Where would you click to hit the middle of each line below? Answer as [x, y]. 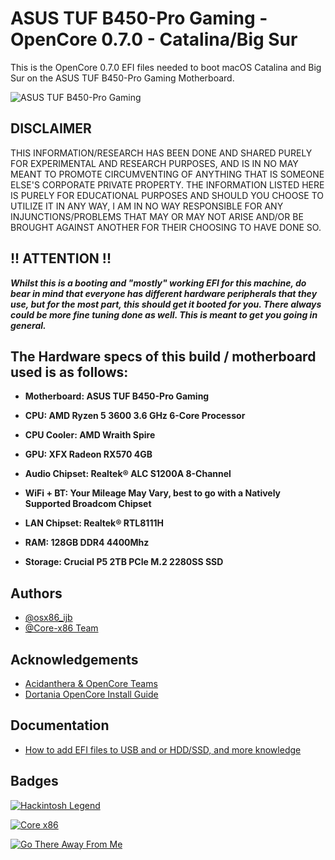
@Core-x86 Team [61, 628]
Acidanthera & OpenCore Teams [91, 683]
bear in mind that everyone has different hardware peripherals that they [164, 293]
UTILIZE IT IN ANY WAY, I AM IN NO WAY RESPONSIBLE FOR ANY [147, 206]
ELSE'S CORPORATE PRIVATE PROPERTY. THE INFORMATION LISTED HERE [167, 184]
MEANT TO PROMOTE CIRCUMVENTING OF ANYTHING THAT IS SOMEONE [167, 174]
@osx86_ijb [48, 618]
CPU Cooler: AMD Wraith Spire [90, 435]
